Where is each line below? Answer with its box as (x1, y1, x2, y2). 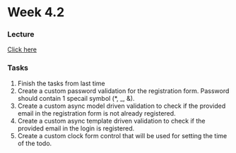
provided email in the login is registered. (17, 124, 135, 133)
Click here (7, 45, 37, 54)
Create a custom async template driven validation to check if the (17, 116, 206, 125)
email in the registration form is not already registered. (17, 109, 176, 117)
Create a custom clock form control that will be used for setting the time (17, 131, 228, 140)
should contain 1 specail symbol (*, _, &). (17, 94, 135, 102)
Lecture (7, 30, 35, 39)
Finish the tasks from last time (17, 79, 105, 87)
